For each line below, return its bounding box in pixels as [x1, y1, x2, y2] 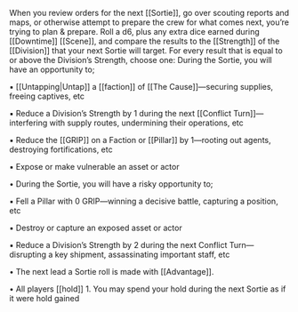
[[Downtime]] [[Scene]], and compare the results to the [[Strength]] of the [9, 36, 280, 46]
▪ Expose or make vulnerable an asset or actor [9, 162, 180, 172]
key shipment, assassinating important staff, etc [54, 249, 230, 260]
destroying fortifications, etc [9, 144, 113, 155]
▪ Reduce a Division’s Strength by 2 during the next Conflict [9, 240, 228, 250]
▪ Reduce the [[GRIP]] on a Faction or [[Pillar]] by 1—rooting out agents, [9, 135, 271, 145]
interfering [9, 117, 48, 128]
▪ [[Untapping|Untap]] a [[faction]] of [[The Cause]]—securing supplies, [9, 82, 274, 92]
